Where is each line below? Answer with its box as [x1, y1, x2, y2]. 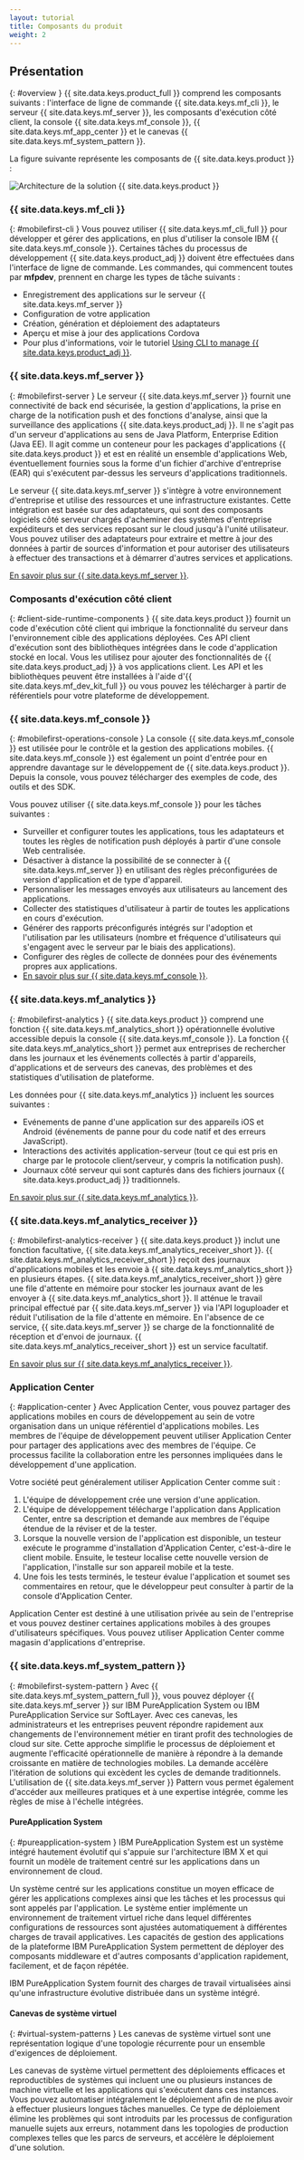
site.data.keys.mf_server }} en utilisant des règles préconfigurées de [22, 864, 278, 875]
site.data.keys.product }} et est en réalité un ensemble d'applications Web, [9, 448, 288, 458]
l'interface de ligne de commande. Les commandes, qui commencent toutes [9, 262, 294, 273]
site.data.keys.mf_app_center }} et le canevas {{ [9, 126, 188, 137]
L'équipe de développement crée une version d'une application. [22, 1494, 261, 1505]
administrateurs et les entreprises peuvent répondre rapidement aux [9, 1719, 264, 1730]
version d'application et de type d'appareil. [22, 874, 183, 885]
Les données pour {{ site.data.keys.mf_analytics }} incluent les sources [9, 1089, 274, 1100]
